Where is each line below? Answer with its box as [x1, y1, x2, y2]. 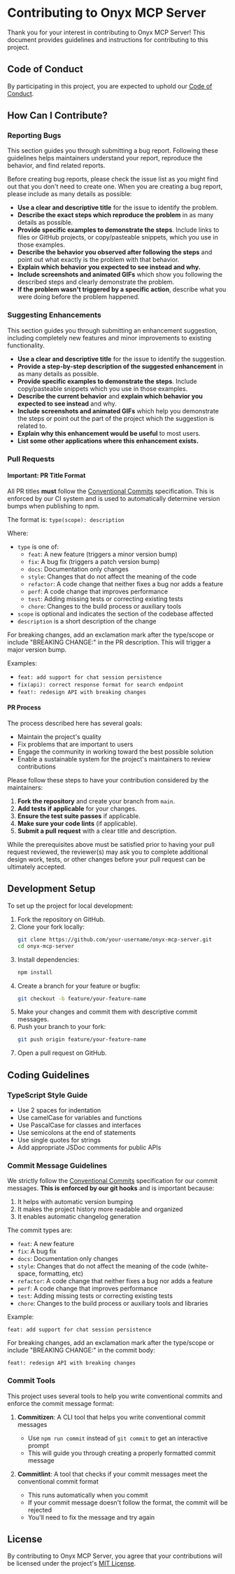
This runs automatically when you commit [27, 1491, 148, 1499]
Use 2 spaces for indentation [17, 1105, 101, 1114]
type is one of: [17, 542, 59, 551]
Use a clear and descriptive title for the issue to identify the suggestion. [17, 354, 227, 363]
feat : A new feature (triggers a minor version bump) [27, 550, 178, 558]
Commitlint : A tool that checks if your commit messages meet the [17, 1470, 208, 1478]
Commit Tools [7, 1376, 56, 1386]
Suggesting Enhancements [7, 310, 101, 320]
